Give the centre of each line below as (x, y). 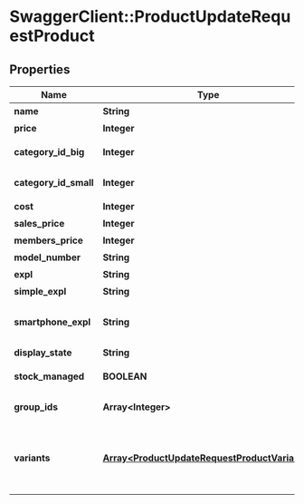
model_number (47, 257)
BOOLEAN (125, 376)
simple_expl (40, 291)
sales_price (39, 223)
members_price (48, 240)
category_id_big (49, 152)
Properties (40, 69)
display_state (43, 353)
